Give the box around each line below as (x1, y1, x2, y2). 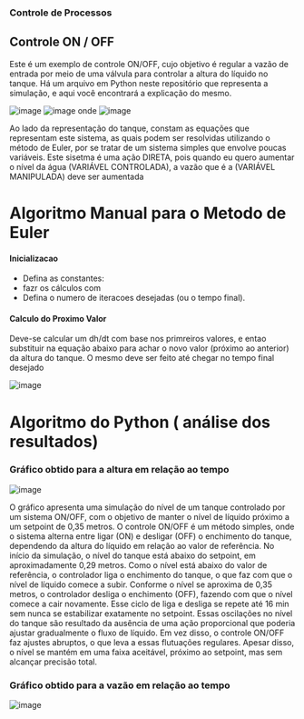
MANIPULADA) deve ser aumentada (9, 171, 144, 182)
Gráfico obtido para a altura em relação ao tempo (9, 464, 230, 476)
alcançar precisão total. (9, 656, 98, 667)
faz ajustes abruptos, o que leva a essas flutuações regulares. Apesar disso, (9, 636, 295, 647)
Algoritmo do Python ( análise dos (9, 412, 270, 433)
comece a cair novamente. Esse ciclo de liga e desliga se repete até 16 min (9, 598, 289, 609)
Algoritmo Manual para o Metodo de (9, 203, 287, 224)
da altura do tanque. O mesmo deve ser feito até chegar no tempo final (9, 353, 275, 364)
